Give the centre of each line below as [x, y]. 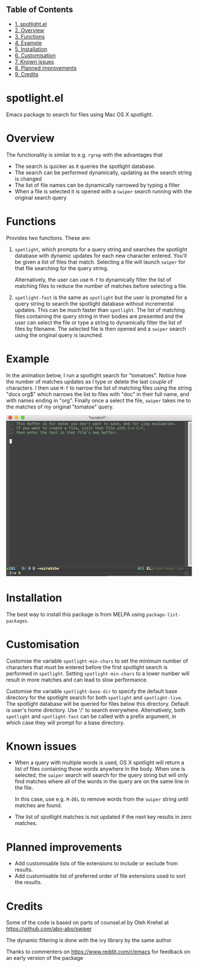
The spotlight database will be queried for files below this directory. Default [98, 703]
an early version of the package [45, 958]
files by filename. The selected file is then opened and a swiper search [100, 329]
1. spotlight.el [31, 24]
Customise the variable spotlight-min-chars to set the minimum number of [97, 661]
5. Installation [31, 49]
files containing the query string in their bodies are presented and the [99, 316]
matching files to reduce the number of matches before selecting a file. [101, 285]
